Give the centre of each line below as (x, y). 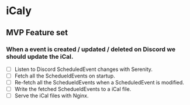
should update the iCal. (40, 56)
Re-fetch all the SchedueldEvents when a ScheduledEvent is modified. (99, 82)
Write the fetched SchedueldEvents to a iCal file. (73, 89)
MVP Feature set (37, 33)
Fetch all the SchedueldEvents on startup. (65, 76)
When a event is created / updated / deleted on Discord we (91, 49)
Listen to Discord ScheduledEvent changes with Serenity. (84, 69)
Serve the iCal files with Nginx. (51, 96)
